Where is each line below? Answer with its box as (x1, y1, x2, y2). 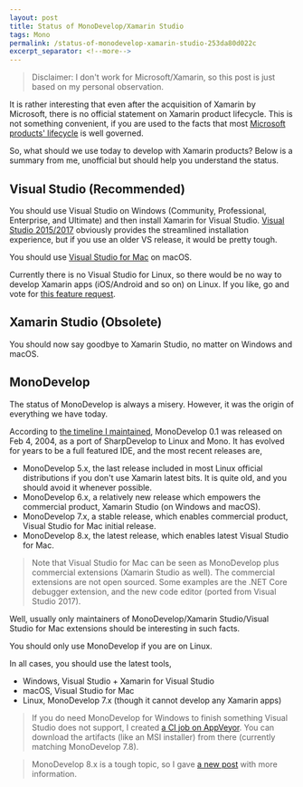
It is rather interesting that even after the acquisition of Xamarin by (9, 99, 256, 110)
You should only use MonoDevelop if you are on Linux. (9, 640, 213, 651)
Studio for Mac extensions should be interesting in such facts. (9, 622, 241, 634)
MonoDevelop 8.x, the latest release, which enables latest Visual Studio (22, 530, 289, 541)
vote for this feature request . (9, 288, 116, 299)
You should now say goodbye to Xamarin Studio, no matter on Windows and (9, 339, 292, 350)
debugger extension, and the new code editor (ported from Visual (31, 586, 277, 597)
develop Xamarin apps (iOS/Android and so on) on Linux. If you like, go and (9, 278, 289, 290)
